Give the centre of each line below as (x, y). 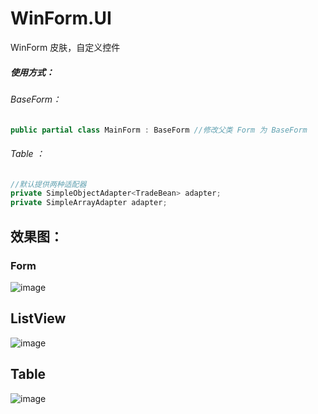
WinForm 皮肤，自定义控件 (65, 47)
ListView (38, 318)
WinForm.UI (61, 18)
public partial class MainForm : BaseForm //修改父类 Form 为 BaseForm (159, 130)
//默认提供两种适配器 (48, 184)
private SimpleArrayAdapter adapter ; (89, 203)
